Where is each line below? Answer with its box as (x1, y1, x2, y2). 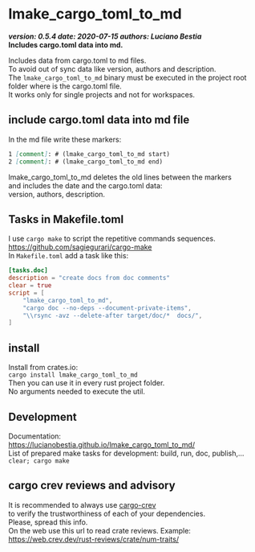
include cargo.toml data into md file (8, 113, 190, 127)
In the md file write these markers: (8, 134, 122, 144)
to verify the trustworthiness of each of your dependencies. (8, 509, 206, 518)
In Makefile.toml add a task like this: (8, 251, 129, 261)
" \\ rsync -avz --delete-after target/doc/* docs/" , (22, 311, 203, 319)
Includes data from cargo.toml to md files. (8, 56, 147, 65)
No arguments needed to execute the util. (8, 387, 146, 397)
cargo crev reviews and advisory (8, 479, 176, 492)
